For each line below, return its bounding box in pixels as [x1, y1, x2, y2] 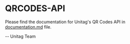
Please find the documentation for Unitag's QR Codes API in [5, 19, 126, 25]
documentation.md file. [5, 24, 52, 29]
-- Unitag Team [5, 33, 36, 39]
